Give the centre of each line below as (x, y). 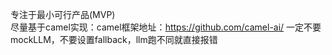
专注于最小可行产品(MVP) (63, 14)
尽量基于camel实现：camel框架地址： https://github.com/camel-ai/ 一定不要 (166, 27)
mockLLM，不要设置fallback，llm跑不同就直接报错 (114, 39)
